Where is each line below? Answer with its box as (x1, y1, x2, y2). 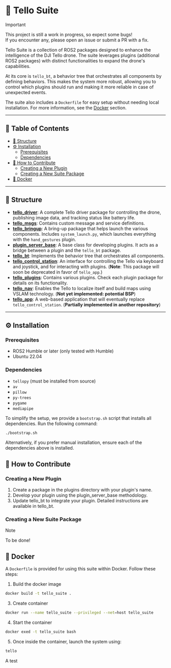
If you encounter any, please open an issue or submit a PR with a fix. (5, 37, 149, 43)
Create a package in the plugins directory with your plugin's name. (12, 487, 153, 493)
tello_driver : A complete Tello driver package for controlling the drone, (12, 209, 161, 215)
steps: (5, 571, 18, 577)
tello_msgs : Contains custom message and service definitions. (12, 220, 145, 226)
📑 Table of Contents (5, 124, 69, 133)
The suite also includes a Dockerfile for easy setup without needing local (5, 99, 159, 105)
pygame (12, 400, 27, 406)
